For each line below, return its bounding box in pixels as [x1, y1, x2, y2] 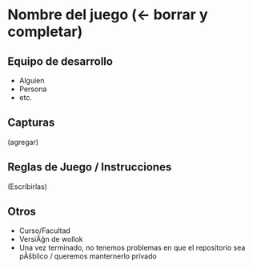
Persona [18, 84, 47, 94]
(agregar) [7, 137, 39, 147]
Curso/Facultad [18, 226, 71, 235]
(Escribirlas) [7, 182, 47, 191]
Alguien [18, 76, 45, 85]
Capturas [7, 116, 55, 130]
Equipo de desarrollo [7, 54, 114, 68]
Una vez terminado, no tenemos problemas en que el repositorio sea [18, 243, 246, 253]
